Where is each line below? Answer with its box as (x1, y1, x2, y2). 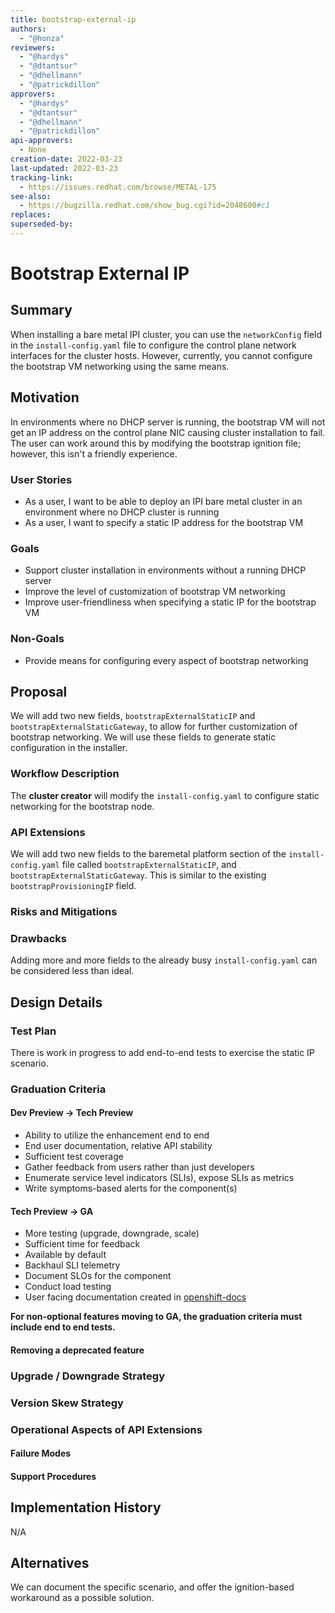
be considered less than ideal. (10, 965, 135, 977)
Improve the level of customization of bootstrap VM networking (24, 586, 286, 598)
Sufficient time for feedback (24, 1238, 141, 1250)
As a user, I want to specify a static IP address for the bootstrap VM (24, 516, 304, 528)
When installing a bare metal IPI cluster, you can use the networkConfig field (10, 328, 323, 340)
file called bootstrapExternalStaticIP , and (61, 858, 237, 870)
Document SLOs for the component (24, 1270, 172, 1282)
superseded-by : (10, 219, 74, 230)
